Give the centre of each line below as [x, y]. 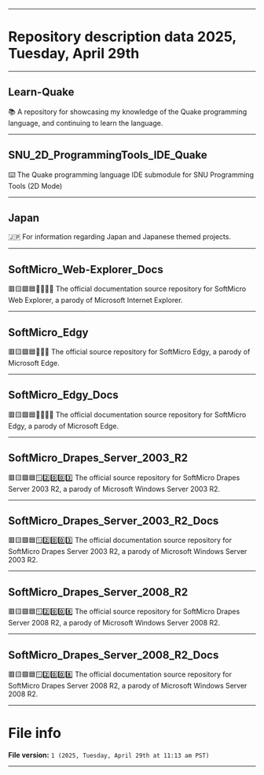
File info [35, 733]
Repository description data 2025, [123, 37]
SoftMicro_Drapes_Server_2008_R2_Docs [114, 655]
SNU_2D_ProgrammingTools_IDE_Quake [108, 155]
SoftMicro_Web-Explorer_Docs [86, 269]
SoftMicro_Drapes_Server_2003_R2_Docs [114, 521]
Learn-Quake [41, 92]
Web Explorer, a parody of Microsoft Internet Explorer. [95, 301]
